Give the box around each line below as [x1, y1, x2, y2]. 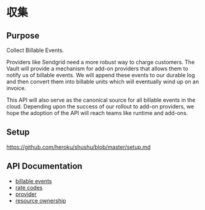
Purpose [6, 30, 40, 40]
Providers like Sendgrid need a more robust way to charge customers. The [6, 59, 195, 66]
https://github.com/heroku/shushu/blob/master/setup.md [6, 143, 151, 151]
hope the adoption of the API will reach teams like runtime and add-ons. [6, 110, 188, 116]
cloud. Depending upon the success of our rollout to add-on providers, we [6, 103, 195, 110]
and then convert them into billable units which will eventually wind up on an [6, 78, 199, 85]
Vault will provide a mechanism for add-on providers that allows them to [6, 65, 188, 72]
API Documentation [6, 161, 83, 171]
